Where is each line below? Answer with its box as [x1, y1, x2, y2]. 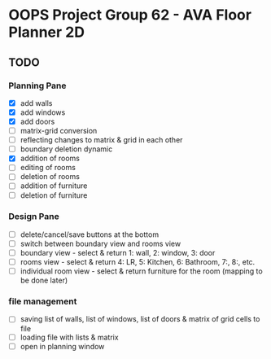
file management [8, 296, 77, 307]
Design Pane [8, 211, 59, 222]
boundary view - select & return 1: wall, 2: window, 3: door [20, 247, 216, 257]
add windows [20, 107, 66, 117]
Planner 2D [8, 23, 85, 42]
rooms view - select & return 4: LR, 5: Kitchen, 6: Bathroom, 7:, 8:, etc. [20, 257, 256, 267]
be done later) [20, 275, 68, 286]
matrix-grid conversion [20, 126, 98, 136]
